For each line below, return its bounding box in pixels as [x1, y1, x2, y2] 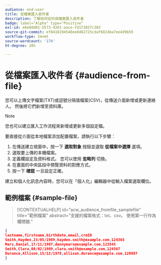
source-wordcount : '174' [5, 39, 55, 44]
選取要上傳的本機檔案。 [12, 149, 59, 155]
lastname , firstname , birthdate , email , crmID [5, 233, 92, 238]
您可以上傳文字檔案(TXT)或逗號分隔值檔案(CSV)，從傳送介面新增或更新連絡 [5, 97, 156, 103]
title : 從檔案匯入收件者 [5, 12, 49, 17]
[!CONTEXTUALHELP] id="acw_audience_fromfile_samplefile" [16, 207, 142, 213]
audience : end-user [5, 7, 45, 12]
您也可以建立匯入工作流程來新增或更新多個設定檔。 [5, 123, 107, 129]
